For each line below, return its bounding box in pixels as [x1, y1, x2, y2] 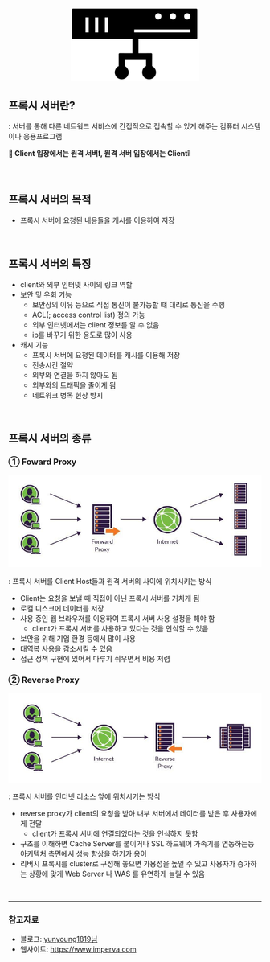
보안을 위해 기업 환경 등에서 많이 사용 [19, 633, 137, 643]
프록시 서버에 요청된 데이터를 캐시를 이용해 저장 [31, 350, 181, 360]
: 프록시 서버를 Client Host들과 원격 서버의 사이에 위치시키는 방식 [8, 576, 212, 586]
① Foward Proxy [8, 456, 77, 467]
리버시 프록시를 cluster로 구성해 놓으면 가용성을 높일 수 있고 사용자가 [19, 859, 235, 869]
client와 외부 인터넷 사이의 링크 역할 [19, 280, 133, 290]
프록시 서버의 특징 [8, 257, 92, 270]
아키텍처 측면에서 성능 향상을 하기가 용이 [19, 849, 147, 859]
